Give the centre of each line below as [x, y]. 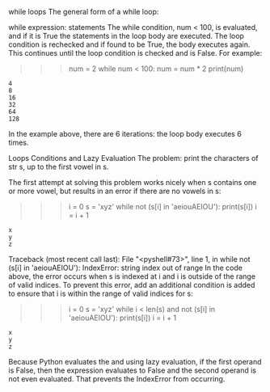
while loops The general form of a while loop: [84, 12]
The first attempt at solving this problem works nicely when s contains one [133, 182]
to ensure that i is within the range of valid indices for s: [101, 293]
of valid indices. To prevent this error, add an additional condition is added [132, 285]
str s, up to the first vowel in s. [59, 166]
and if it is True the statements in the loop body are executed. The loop [127, 36]
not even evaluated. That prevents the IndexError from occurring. [117, 379]
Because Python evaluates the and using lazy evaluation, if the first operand [135, 362]
